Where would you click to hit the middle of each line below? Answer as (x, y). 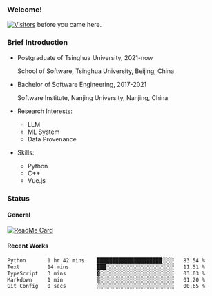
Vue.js (37, 180)
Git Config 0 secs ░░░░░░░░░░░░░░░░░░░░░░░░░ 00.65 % (106, 286)
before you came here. (69, 25)
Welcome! (25, 10)
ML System (44, 132)
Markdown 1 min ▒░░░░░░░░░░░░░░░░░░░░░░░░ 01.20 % (106, 280)
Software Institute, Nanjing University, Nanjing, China (93, 97)
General (19, 215)
